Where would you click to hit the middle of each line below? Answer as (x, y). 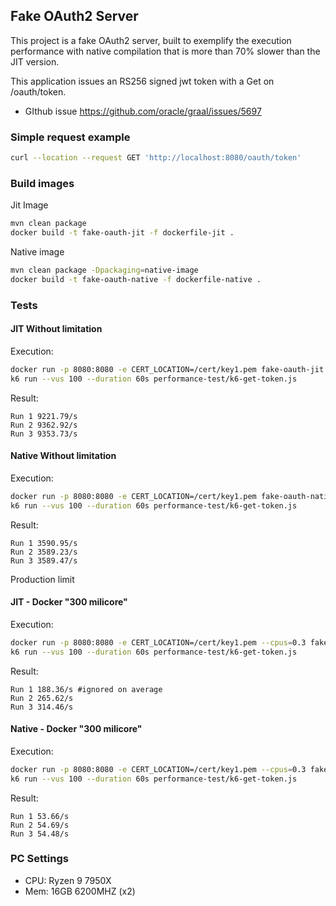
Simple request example (70, 137)
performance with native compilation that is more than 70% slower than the (165, 51)
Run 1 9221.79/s (44, 416)
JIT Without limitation (56, 329)
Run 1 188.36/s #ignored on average (86, 689)
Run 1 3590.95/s (44, 543)
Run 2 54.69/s (40, 825)
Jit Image (29, 205)
